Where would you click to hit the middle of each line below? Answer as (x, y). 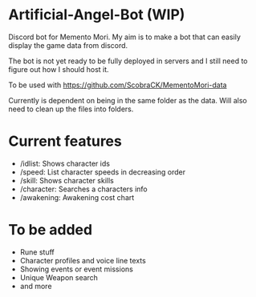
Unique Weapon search (59, 277)
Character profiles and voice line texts (83, 260)
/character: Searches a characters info (83, 189)
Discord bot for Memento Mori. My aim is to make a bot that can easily (124, 37)
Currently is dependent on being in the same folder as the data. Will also (128, 100)
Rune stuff (37, 252)
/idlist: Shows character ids (65, 163)
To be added (51, 230)
